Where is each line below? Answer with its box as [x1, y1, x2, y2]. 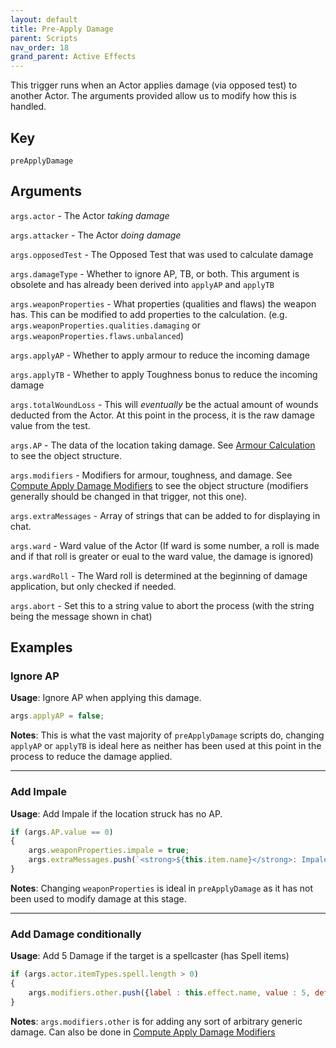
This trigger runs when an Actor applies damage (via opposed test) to [10, 79, 298, 91]
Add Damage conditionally [10, 927, 142, 941]
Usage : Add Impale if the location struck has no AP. [10, 807, 223, 820]
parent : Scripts [10, 33, 78, 43]
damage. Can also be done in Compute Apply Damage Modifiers [10, 1026, 276, 1038]
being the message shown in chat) [10, 610, 153, 622]
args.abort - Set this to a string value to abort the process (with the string [10, 599, 315, 611]
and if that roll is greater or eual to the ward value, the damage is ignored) [10, 550, 314, 562]
